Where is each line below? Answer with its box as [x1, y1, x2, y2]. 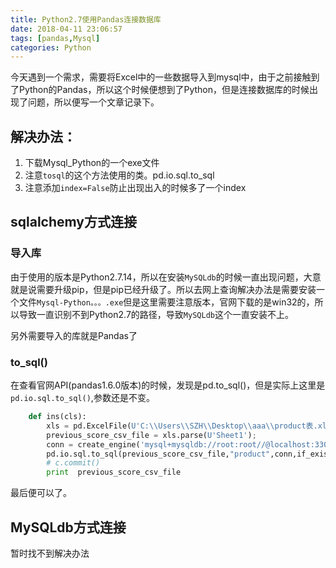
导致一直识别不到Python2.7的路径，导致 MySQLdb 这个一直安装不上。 [18, 308, 294, 320]
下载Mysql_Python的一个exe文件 [24, 157, 160, 169]
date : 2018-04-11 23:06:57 [10, 24, 123, 34]
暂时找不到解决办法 [10, 547, 90, 559]
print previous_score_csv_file [46, 467, 182, 478]
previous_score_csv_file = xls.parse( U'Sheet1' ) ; [46, 430, 257, 440]
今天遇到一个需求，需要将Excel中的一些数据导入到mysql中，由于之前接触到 [10, 71, 320, 83]
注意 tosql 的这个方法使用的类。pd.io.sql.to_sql [24, 169, 215, 181]
